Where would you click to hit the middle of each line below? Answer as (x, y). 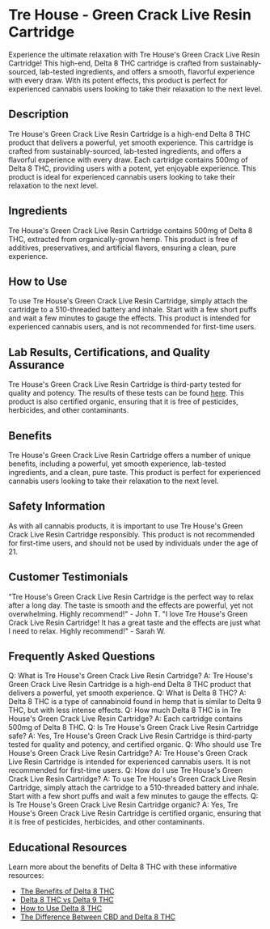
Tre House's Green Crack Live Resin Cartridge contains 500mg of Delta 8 (131, 230)
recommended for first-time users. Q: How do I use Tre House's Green (126, 770)
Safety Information (57, 506)
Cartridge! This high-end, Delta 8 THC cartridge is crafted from (114, 63)
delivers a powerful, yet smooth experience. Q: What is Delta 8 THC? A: (127, 693)
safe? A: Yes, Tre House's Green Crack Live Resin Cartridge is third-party (131, 736)
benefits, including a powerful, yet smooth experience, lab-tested (117, 464)
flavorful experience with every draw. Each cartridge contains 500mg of (128, 159)
